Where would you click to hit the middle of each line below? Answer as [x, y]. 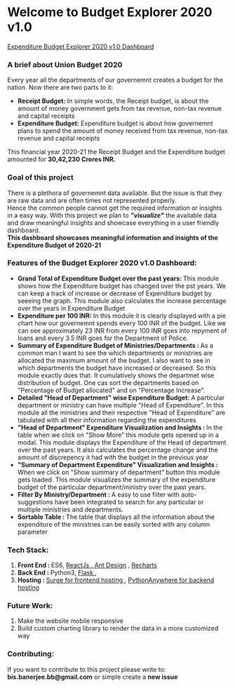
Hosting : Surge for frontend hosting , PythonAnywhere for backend [116, 580]
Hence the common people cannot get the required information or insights [115, 208]
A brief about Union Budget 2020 [65, 65]
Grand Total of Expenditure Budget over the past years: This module [118, 278]
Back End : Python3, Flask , [57, 573]
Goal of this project [40, 177]
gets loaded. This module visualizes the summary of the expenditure [116, 479]
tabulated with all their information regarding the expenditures [107, 420]
